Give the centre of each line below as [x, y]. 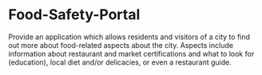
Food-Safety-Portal [74, 15]
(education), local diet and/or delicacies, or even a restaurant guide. [120, 62]
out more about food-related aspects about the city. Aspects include [121, 45]
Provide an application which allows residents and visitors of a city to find [129, 37]
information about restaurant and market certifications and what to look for [131, 53]
